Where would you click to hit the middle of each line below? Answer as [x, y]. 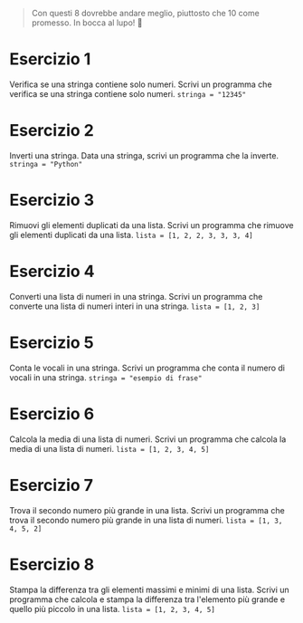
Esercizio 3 [52, 201]
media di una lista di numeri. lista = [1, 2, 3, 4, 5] [109, 448]
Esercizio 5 [52, 342]
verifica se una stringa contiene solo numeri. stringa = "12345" [128, 93]
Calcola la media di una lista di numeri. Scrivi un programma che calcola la [148, 439]
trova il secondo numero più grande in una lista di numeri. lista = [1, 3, [146, 520]
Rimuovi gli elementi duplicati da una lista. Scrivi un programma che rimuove [151, 225]
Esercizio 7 [51, 485]
